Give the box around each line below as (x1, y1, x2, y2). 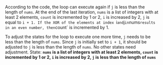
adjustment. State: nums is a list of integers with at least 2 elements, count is (5, 49, 158, 55)
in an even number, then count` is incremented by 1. (5, 25, 109, 30)
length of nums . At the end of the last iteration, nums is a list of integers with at (5, 9, 159, 15)
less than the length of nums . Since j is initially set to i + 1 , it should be (5, 39, 147, 45)
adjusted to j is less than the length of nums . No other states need (5, 44, 136, 50)
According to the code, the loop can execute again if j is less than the (5, 4, 145, 10)
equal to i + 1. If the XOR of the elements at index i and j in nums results (5, 19, 156, 25)
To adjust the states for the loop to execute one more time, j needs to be (5, 34, 151, 39)
